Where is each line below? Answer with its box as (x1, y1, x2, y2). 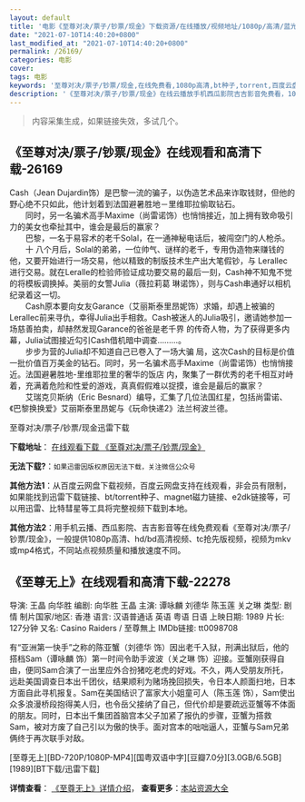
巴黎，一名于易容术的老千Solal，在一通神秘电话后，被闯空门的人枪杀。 (25, 233, 290, 243)
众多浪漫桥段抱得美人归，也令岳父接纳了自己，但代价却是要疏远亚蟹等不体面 (9, 698, 296, 709)
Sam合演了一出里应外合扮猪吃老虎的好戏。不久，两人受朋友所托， (40, 665, 289, 676)
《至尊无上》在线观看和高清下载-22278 (9, 574, 231, 589)
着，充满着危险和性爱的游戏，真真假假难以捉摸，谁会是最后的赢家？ (9, 381, 264, 391)
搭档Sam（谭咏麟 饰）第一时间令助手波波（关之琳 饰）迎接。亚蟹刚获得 (9, 653, 277, 664)
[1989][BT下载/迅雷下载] (9, 764, 100, 775)
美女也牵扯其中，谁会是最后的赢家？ (25, 222, 161, 233)
